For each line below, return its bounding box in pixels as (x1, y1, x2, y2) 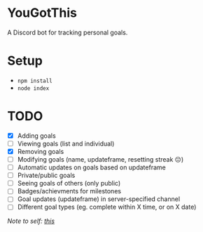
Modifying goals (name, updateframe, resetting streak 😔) (17, 155, 184, 163)
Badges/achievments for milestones (17, 187, 121, 195)
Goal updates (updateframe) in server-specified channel (17, 195, 181, 203)
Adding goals (17, 131, 56, 140)
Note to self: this (7, 217, 55, 226)
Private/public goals (17, 171, 76, 180)
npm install (17, 77, 52, 84)
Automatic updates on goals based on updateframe (17, 163, 166, 172)
